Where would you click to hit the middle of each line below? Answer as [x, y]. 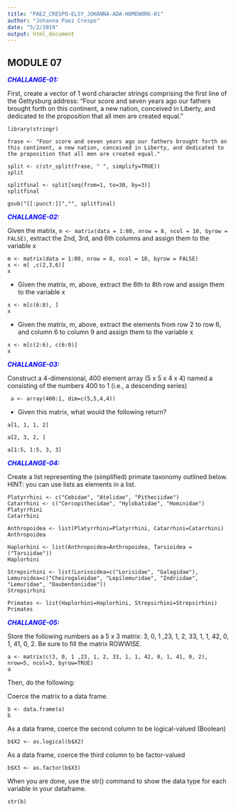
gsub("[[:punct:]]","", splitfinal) [61, 204]
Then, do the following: [41, 682]
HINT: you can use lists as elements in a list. [72, 485]
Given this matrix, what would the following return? [92, 412]
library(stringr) [33, 129]
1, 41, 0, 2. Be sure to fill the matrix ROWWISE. [75, 644]
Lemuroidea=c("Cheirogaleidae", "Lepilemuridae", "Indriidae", [103, 579]
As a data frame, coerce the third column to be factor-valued [96, 755]
